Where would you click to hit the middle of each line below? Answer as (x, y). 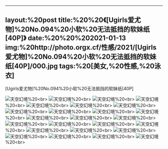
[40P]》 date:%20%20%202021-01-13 (66, 38)
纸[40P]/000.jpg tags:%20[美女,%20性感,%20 (80, 66)
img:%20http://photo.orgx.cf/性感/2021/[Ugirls (81, 48)
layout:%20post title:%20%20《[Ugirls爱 (70, 20)
